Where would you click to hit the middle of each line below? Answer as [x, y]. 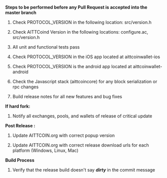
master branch [21, 13]
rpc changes [25, 87]
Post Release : [20, 126]
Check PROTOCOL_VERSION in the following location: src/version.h [82, 22]
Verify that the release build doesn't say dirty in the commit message [84, 170]
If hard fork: [18, 106]
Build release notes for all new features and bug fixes [67, 97]
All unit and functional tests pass [46, 47]
